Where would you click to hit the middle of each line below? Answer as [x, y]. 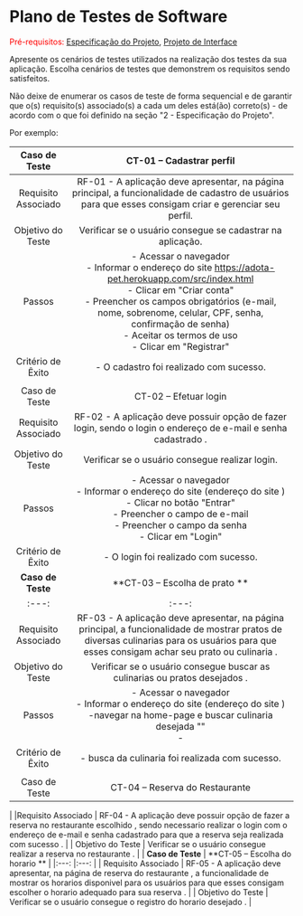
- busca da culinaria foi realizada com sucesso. [180, 758]
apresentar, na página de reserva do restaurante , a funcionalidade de [139, 873]
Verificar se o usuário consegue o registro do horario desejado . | [131, 902]
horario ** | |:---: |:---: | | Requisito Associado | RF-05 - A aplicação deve [145, 863]
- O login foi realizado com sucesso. [180, 556]
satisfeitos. [30, 78]
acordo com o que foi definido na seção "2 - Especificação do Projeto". [142, 115]
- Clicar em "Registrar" [180, 346]
